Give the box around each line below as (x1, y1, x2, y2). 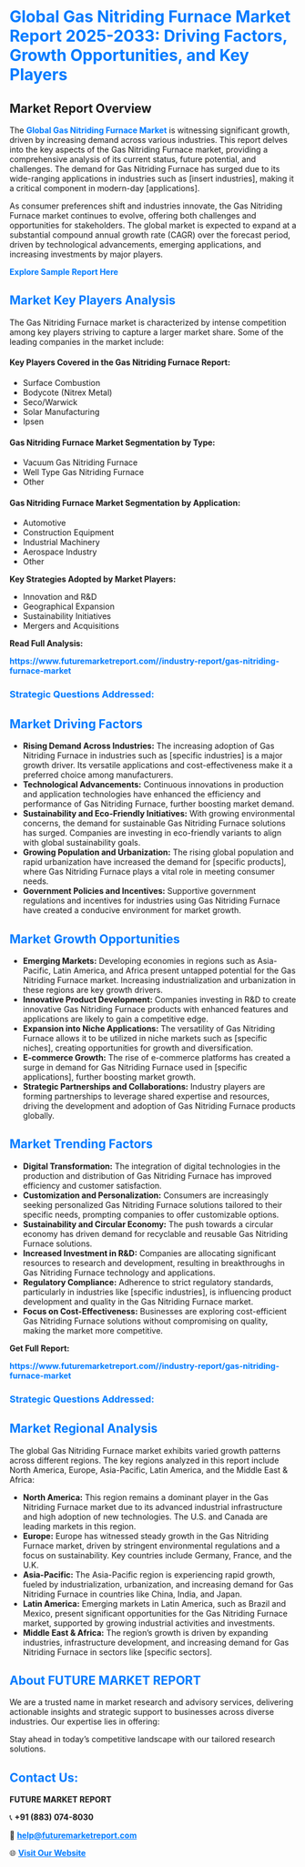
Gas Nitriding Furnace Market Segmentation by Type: (9, 437, 216, 448)
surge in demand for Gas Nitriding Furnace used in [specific (22, 1061, 248, 1072)
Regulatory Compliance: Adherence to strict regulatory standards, (22, 1276, 274, 1287)
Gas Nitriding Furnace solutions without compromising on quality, (22, 1315, 269, 1326)
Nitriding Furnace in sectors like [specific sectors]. (22, 1646, 212, 1658)
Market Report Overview (9, 100, 152, 116)
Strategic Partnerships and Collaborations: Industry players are (22, 1081, 266, 1091)
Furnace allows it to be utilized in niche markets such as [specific (22, 1032, 268, 1043)
